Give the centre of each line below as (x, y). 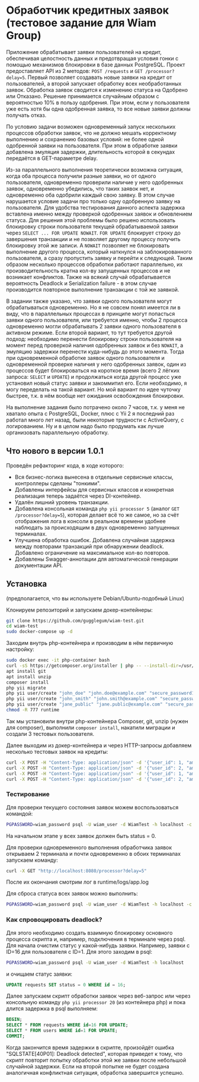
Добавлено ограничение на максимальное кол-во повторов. (92, 552)
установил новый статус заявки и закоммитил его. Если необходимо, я (97, 383)
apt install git (26, 671)
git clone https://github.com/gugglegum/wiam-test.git (75, 621)
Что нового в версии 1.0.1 (55, 451)
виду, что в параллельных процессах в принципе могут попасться (91, 314)
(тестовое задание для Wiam (81, 23)
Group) (24, 36)
